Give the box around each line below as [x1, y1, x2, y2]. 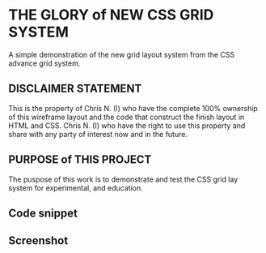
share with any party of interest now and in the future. [8, 129, 188, 139]
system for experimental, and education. [8, 182, 143, 192]
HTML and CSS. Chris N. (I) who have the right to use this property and [8, 120, 246, 131]
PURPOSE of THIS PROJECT [8, 152, 152, 167]
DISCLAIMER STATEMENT [8, 82, 142, 96]
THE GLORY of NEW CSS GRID [8, 6, 214, 24]
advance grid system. [8, 58, 81, 68]
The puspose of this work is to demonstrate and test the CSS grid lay [8, 174, 239, 184]
